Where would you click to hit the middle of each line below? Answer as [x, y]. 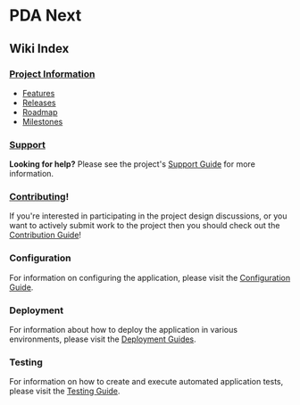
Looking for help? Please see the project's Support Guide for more [133, 164]
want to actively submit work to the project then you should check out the [145, 226]
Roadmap [40, 112]
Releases [39, 103]
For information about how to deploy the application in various [124, 330]
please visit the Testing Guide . [65, 391]
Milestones [42, 121]
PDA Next [46, 16]
